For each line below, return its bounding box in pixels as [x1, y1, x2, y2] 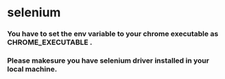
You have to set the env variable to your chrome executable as [7, 29, 219, 39]
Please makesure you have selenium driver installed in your [7, 56, 209, 65]
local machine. [7, 65, 58, 74]
